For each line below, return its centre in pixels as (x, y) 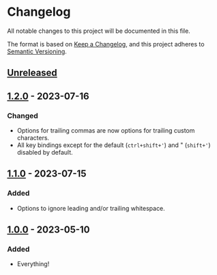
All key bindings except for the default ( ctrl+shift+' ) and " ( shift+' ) (114, 145)
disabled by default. (45, 153)
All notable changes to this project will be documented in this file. (99, 31)
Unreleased (32, 73)
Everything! (33, 264)
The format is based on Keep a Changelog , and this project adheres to (106, 44)
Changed (23, 116)
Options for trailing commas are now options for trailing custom (106, 131)
